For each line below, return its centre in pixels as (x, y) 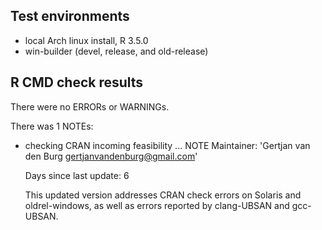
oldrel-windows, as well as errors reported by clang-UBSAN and (157, 205)
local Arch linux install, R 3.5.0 (86, 40)
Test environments (70, 16)
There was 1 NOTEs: (52, 126)
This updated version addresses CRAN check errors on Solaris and (163, 195)
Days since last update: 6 (77, 175)
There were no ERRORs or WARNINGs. (90, 106)
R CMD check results (77, 82)
